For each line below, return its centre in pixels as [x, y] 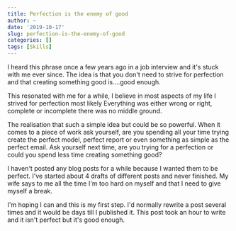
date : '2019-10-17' [36, 27]
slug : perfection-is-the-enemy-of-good [66, 34]
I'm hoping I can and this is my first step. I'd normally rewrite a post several [117, 205]
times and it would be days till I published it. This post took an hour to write [117, 212]
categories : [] [30, 40]
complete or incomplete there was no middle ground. [85, 111]
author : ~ [22, 21]
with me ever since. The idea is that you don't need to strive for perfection [116, 74]
